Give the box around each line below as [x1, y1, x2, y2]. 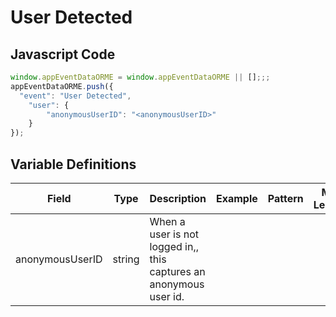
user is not [149, 227, 200, 241]
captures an [149, 264, 206, 278]
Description [149, 191, 207, 205]
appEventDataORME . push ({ [10, 81, 114, 91]
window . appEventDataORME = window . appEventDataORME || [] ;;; [10, 72, 271, 82]
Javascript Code [10, 46, 116, 63]
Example [216, 191, 258, 205]
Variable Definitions [10, 156, 137, 173]
